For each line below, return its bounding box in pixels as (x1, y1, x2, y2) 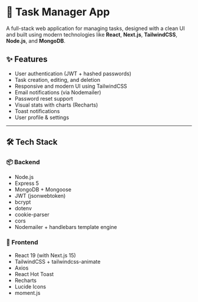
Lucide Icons (14, 283, 46, 290)
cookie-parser (14, 211, 49, 218)
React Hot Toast (14, 270, 54, 277)
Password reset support (14, 95, 74, 102)
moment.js (14, 289, 41, 296)
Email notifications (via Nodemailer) (14, 88, 101, 96)
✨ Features (6, 54, 48, 64)
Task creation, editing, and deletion (14, 76, 100, 83)
